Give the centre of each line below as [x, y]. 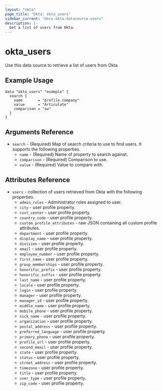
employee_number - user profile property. [59, 254]
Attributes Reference [38, 180]
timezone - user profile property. [52, 368]
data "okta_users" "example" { [37, 92]
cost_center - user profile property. [55, 212]
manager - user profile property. [51, 295]
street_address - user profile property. [58, 362]
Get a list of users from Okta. [42, 28]
